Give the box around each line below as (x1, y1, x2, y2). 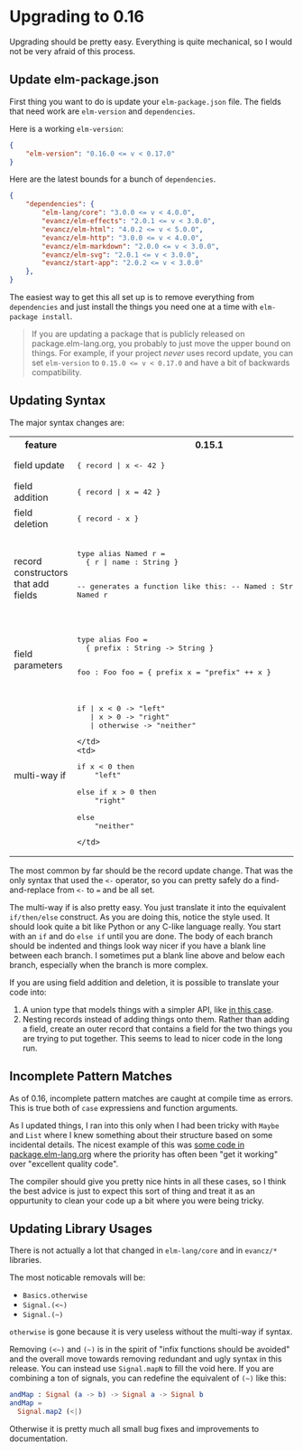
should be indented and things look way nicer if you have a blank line (9, 940, 266, 951)
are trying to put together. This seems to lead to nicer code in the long (22, 1032, 283, 1043)
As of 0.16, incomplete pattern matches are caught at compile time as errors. (9, 1092, 293, 1104)
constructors (14, 566, 69, 579)
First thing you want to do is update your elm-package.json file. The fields (9, 96, 281, 107)
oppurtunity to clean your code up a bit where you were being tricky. (9, 1195, 264, 1206)
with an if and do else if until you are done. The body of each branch (9, 930, 273, 941)
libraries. (9, 1255, 42, 1266)
